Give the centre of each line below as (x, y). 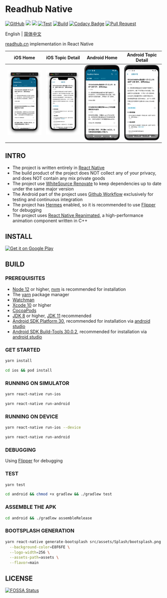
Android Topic (142, 55)
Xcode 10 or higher (32, 305)
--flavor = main (24, 563)
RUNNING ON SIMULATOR (37, 383)
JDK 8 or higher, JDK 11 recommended (52, 316)
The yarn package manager (41, 294)
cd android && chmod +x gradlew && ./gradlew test (59, 494)
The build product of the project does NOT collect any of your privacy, (84, 173)
